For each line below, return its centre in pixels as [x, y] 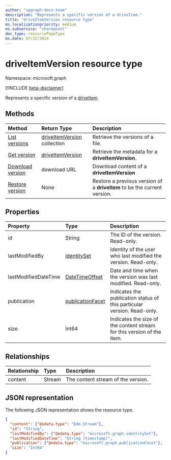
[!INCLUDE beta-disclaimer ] [34, 88]
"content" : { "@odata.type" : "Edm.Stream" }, [56, 424]
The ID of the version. [136, 235]
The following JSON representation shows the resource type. [69, 410]
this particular [127, 305]
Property [19, 226]
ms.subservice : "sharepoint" [36, 29]
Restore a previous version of [127, 181]
